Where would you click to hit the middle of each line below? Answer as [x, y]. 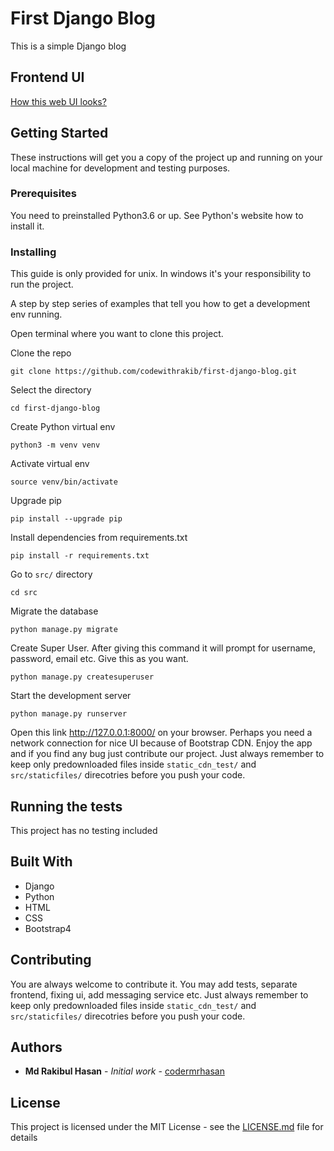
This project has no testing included [84, 830]
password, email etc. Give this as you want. [99, 659]
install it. [27, 226]
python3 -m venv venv [55, 445]
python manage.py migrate [64, 630]
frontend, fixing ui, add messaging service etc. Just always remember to [159, 994]
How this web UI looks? [58, 101]
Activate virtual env [50, 464]
